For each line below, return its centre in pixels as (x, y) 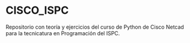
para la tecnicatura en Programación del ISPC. (63, 33)
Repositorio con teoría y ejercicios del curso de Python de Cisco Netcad (95, 27)
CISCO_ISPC (37, 10)
